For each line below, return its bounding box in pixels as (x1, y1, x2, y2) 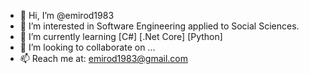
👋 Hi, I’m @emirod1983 (19, 10, 115, 21)
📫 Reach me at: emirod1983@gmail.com (19, 53, 188, 64)
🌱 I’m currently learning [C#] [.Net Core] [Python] (19, 31, 223, 42)
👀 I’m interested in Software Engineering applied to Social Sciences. (19, 20, 300, 32)
